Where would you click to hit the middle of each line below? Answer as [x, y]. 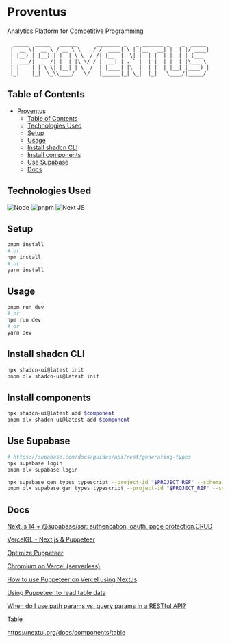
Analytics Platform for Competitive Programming [75, 31]
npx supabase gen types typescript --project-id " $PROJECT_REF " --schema [115, 482]
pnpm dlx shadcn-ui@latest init [53, 376]
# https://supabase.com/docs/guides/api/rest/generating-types [99, 457]
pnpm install [26, 245]
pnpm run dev [26, 307]
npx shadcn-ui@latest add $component [61, 413]
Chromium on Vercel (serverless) [54, 566]
